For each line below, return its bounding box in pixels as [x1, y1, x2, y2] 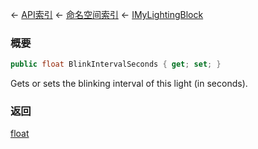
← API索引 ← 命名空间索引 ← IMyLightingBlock [10, 9, 204, 20]
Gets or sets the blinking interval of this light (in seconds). [10, 78, 248, 90]
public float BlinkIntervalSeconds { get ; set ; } [10, 59, 222, 70]
